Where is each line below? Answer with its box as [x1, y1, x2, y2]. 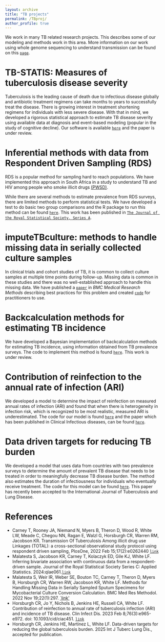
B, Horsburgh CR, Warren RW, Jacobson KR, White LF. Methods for [12, 579, 147, 585]
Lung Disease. [5, 494, 34, 500]
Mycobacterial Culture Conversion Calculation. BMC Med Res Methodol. [12, 590, 158, 595]
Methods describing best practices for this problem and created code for [5, 290, 150, 296]
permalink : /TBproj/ [5, 16, 47, 21]
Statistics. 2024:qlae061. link [12, 569, 71, 575]
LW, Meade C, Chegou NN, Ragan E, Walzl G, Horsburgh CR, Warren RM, [12, 532, 159, 538]
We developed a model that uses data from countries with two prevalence [5, 463, 154, 469]
